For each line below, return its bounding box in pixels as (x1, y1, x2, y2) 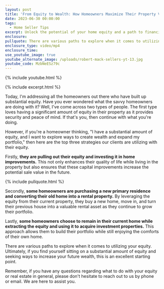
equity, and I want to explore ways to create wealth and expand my (5, 134, 140, 140)
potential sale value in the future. (5, 169, 71, 175)
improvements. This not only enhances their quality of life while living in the (5, 159, 159, 165)
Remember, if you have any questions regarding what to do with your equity (5, 268, 158, 274)
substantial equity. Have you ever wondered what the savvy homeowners (5, 99, 153, 105)
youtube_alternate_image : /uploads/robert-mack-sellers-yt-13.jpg (5, 57, 143, 62)
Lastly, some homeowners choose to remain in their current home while (5, 218, 153, 224)
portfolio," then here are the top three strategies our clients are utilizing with (5, 139, 158, 145)
